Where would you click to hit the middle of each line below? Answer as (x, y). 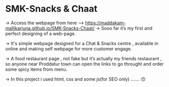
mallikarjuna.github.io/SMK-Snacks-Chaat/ (50, 28)
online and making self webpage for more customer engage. (69, 49)
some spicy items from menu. (36, 69)
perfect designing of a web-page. (41, 33)
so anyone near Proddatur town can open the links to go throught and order (84, 64)
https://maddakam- (105, 23)
